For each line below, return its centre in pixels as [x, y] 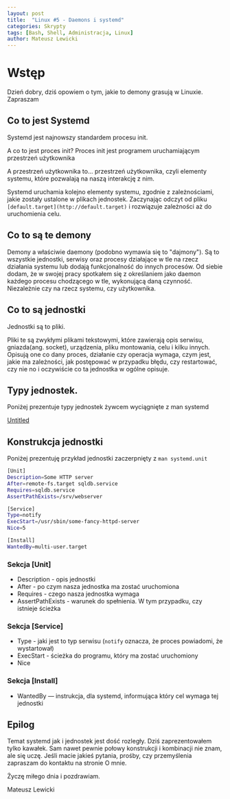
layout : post [26, 13]
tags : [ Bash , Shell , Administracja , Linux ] [70, 33]
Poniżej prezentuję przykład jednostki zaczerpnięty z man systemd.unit [107, 459]
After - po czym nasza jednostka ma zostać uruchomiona [98, 587]
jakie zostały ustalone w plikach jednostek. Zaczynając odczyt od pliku [107, 199]
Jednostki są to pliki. [36, 326]
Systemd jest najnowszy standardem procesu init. [78, 137]
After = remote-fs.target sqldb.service [62, 484]
